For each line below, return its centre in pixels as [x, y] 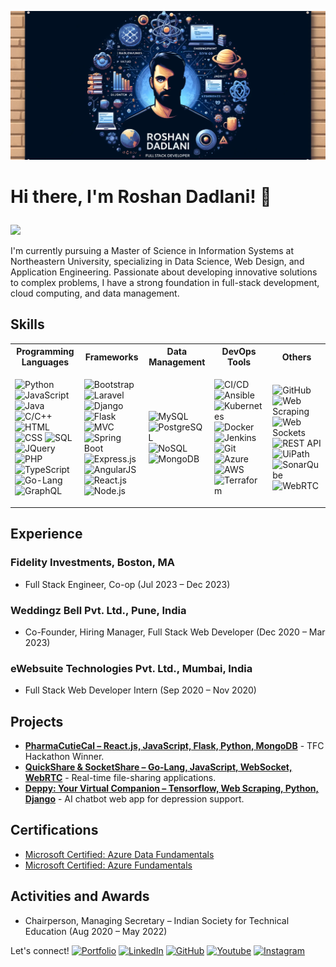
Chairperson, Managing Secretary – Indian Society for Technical [157, 920]
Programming [45, 352]
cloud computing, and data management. [95, 293]
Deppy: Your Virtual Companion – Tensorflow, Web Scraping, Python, [172, 788]
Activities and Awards [80, 896]
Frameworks [111, 357]
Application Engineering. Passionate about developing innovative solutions [164, 272]
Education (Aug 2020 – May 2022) [96, 931]
